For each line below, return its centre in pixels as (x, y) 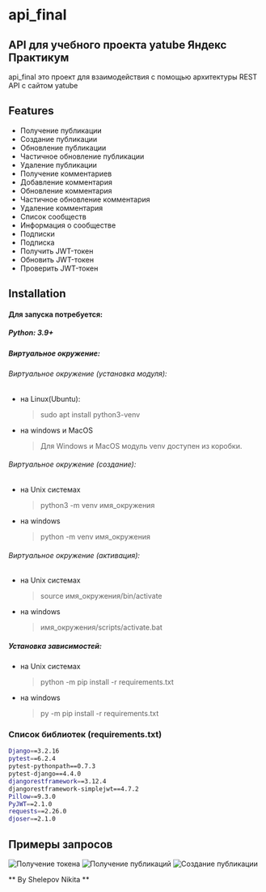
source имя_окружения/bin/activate (101, 596)
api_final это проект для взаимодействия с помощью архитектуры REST (133, 77)
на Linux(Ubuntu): (50, 399)
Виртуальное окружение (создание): (72, 464)
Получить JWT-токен (57, 251)
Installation (37, 294)
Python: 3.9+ (31, 333)
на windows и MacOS (56, 430)
